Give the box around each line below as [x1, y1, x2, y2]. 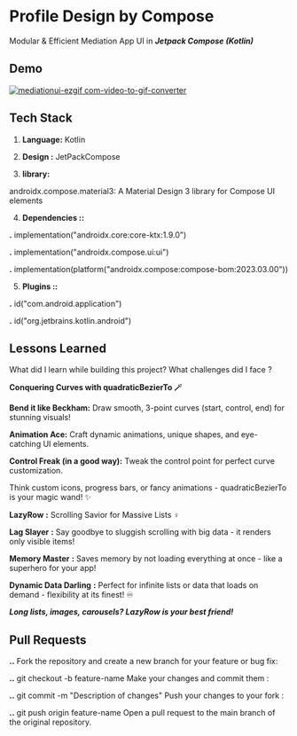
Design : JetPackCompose [21, 151, 121, 161]
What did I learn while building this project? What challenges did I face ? [9, 364, 272, 375]
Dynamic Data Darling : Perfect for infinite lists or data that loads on [9, 580, 259, 591]
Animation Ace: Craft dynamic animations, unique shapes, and [9, 429, 239, 440]
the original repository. [9, 716, 92, 728]
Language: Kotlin [21, 134, 86, 145]
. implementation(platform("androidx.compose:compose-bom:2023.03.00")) [9, 263, 288, 274]
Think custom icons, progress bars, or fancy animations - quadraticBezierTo [9, 482, 287, 493]
